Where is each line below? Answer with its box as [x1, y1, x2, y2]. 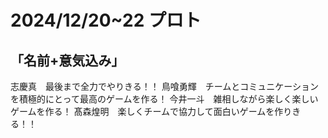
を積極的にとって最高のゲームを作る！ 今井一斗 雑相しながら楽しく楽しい [10, 93, 319, 105]
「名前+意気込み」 [10, 52, 125, 69]
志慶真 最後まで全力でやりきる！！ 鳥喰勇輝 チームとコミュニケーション [10, 81, 319, 92]
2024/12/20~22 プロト [10, 9, 202, 32]
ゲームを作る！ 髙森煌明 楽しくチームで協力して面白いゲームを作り [10, 106, 293, 117]
